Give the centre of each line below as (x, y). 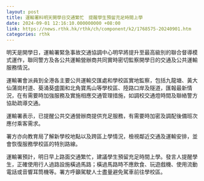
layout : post (23, 12)
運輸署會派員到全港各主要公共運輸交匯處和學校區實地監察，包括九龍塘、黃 (99, 81)
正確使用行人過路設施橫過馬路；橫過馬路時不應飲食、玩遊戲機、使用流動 (107, 165)
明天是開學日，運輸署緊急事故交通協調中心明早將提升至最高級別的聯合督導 (99, 53)
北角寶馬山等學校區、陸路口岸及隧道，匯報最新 (128, 88)
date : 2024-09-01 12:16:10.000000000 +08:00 (63, 23)
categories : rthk (28, 35)
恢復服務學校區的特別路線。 (46, 144)
